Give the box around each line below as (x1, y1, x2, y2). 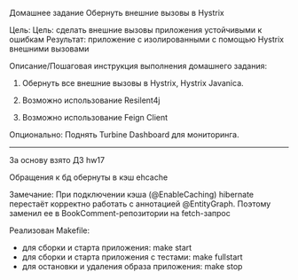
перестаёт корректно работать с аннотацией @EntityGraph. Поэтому (9, 198, 271, 209)
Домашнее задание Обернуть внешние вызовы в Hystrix (9, 8, 224, 18)
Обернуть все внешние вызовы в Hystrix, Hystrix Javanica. (21, 78, 244, 88)
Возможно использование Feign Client (21, 113, 169, 122)
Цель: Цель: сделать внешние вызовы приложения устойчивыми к (9, 25, 263, 35)
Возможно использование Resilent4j (21, 95, 161, 105)
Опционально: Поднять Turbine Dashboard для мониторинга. (9, 129, 239, 140)
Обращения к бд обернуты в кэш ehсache (9, 172, 169, 183)
